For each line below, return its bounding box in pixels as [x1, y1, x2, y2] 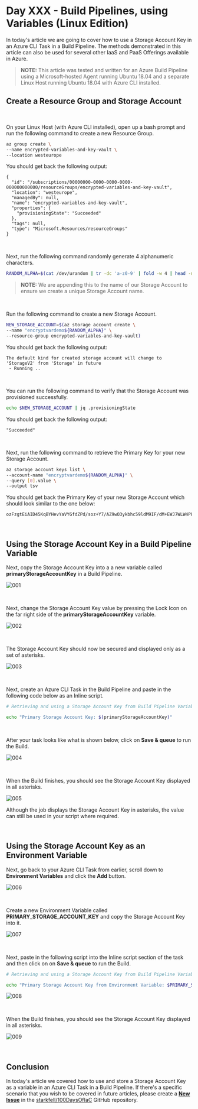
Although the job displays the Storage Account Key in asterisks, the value [6, 806, 184, 813]
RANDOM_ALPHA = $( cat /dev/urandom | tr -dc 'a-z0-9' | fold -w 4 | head [6, 271, 186, 277]
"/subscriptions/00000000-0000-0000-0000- [27, 179, 133, 186]
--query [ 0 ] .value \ [6, 478, 57, 484]
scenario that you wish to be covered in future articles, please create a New [6, 1090, 190, 1097]
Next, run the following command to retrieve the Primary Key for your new [6, 449, 186, 456]
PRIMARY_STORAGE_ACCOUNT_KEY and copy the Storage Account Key [6, 913, 186, 920]
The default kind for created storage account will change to [6, 355, 162, 361]
